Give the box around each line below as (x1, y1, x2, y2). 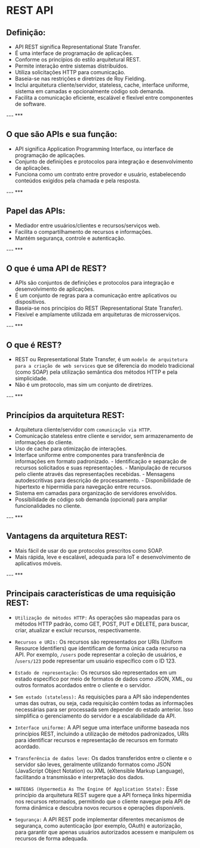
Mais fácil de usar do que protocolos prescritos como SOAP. (14, 547, 164, 554)
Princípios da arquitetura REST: (6, 410, 125, 420)
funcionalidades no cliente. (14, 502, 82, 510)
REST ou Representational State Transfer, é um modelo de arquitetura (14, 356, 188, 363)
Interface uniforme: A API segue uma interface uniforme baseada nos (14, 724, 190, 731)
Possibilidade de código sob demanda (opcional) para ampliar (14, 496, 168, 503)
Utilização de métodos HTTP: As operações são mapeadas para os (14, 614, 180, 621)
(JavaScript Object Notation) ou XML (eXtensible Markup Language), (14, 767, 185, 774)
